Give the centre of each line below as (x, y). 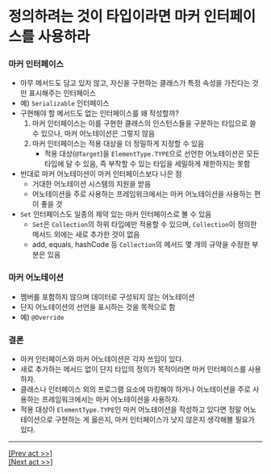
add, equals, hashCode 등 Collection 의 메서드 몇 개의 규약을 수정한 (141, 245)
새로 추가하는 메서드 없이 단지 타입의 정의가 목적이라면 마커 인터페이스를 (133, 369)
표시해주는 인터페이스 (63, 93)
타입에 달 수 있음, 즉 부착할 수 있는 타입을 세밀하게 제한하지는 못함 (147, 164)
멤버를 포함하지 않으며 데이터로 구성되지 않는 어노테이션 (107, 296)
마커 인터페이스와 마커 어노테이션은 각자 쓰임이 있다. (102, 359)
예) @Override (42, 317)
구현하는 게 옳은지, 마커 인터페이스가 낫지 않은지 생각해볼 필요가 (155, 420)
